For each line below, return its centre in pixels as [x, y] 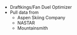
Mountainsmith [33, 28]
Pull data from [24, 12]
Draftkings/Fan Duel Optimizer [41, 7]
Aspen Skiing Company [41, 17]
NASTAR [26, 23]
